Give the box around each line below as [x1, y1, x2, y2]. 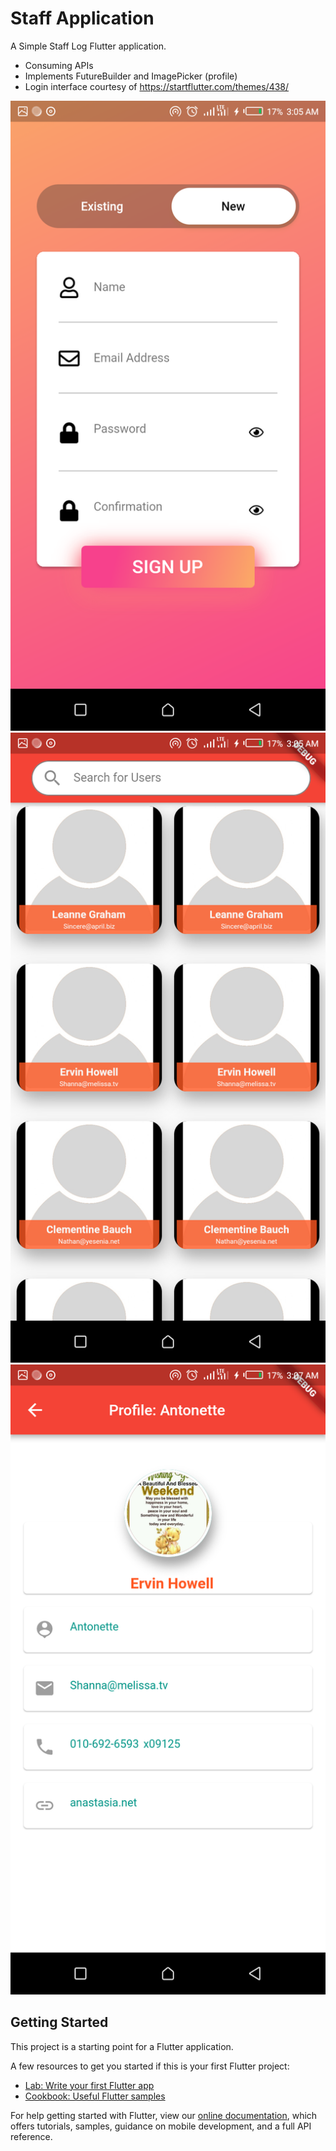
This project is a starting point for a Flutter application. [10, 2040, 234, 2052]
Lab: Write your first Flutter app [24, 2079, 155, 2091]
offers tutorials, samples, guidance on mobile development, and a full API [10, 2120, 312, 2132]
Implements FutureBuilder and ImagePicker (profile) [24, 70, 238, 82]
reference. [10, 2130, 53, 2142]
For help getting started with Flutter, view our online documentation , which [10, 2109, 318, 2121]
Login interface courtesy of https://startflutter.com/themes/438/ [24, 80, 290, 92]
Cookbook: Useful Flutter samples [24, 2090, 166, 2102]
